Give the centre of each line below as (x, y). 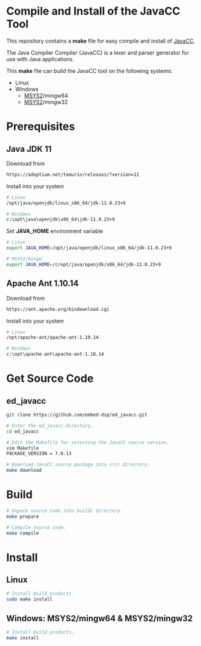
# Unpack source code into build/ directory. (64, 511)
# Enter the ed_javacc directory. (50, 426)
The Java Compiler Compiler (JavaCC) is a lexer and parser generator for (98, 52)
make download (24, 471)
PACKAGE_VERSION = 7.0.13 (39, 454)
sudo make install (29, 599)
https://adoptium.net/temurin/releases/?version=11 (73, 174)
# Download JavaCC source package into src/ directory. (78, 465)
